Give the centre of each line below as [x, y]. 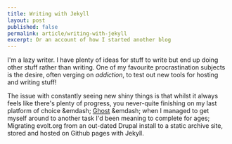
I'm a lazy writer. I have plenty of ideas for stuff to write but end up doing [113, 60]
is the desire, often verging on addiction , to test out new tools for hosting [113, 75]
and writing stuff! [32, 82]
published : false [33, 27]
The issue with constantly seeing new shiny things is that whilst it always [113, 96]
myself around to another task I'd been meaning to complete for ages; [109, 118]
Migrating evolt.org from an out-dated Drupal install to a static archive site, [115, 126]
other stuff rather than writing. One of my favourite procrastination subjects [116, 67]
